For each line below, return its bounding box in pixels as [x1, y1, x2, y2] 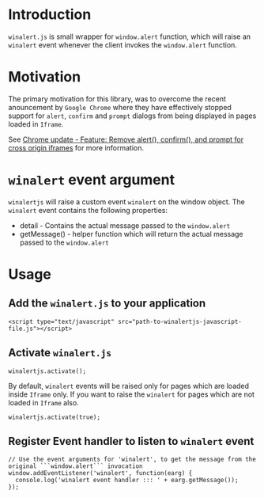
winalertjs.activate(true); [8, 413, 101, 421]
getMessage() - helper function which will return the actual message [19, 229, 243, 238]
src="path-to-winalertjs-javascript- [117, 317, 243, 325]
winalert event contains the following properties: [8, 205, 168, 215]
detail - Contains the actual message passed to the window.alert [19, 220, 231, 230]
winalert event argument [8, 171, 175, 189]
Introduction [8, 6, 92, 24]
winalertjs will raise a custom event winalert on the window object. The [8, 196, 245, 207]
